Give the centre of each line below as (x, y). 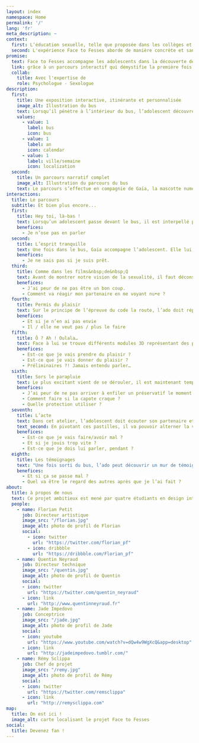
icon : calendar (46, 150)
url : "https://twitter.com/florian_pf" (82, 543)
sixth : (20, 371)
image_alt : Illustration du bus (57, 106)
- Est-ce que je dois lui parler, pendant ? (78, 449)
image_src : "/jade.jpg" (51, 620)
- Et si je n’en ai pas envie (59, 321)
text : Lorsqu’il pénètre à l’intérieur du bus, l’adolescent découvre (106, 111)
